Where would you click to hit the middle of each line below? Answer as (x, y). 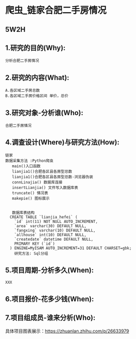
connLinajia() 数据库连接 (37, 182)
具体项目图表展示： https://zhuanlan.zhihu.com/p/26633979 (67, 331)
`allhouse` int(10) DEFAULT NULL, (50, 235)
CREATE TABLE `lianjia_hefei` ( (44, 217)
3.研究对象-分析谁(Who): (44, 113)
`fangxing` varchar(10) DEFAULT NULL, (55, 230)
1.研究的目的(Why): (36, 48)
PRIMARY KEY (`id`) (35, 244)
